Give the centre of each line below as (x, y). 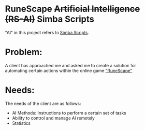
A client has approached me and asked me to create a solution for (71, 65)
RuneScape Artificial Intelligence (72, 9)
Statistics (21, 123)
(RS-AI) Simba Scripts (50, 19)
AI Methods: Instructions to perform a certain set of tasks (69, 113)
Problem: (24, 52)
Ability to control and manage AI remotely (53, 118)
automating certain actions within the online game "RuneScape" (69, 71)
